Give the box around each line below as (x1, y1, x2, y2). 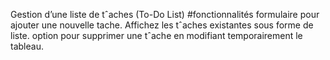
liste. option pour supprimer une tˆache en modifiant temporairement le (10, 30, 303, 41)
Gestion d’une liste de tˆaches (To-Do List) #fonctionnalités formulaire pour (10, 9, 320, 20)
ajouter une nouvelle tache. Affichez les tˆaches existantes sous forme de (10, 19, 314, 31)
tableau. (10, 40, 44, 52)
